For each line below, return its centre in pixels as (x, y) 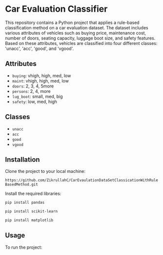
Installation (22, 159)
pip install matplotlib (29, 220)
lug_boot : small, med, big (37, 96)
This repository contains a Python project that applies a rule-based (72, 22)
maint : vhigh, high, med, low (41, 81)
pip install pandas (25, 203)
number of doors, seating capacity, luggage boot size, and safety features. (80, 38)
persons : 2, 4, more (31, 91)
